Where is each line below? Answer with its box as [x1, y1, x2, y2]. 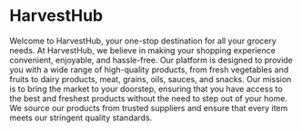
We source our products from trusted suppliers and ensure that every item [9, 102, 288, 113]
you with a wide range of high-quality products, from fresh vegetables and [9, 64, 289, 75]
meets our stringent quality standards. [9, 112, 153, 123]
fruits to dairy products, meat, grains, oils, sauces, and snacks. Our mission [9, 73, 292, 84]
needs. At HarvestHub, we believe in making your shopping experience [9, 44, 276, 55]
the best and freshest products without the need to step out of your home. [9, 92, 288, 104]
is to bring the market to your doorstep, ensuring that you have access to [9, 83, 284, 94]
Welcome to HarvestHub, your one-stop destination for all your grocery [9, 35, 277, 46]
